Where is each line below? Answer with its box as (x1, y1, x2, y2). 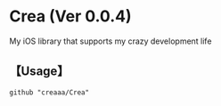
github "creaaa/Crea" (9, 87, 90, 97)
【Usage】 (9, 64, 70, 79)
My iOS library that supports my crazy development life (9, 36, 212, 46)
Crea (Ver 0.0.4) (9, 6, 132, 27)
